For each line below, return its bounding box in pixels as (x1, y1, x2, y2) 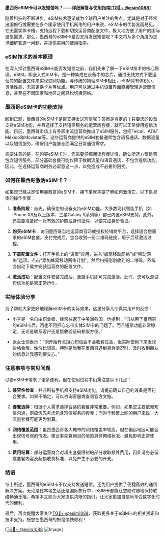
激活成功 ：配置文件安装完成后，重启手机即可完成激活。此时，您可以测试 (12, 273, 159, 280)
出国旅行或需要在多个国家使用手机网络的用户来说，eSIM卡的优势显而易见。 (5, 22, 158, 27)
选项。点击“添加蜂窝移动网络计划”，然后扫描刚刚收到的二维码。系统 (18, 257, 156, 263)
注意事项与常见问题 (5, 365, 51, 371)
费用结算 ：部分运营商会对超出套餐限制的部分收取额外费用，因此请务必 (12, 449, 155, 455)
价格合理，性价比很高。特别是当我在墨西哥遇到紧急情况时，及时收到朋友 (12, 345, 159, 351)
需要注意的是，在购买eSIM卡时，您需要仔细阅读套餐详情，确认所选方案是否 (5, 151, 158, 157)
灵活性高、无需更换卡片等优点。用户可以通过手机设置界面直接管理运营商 (5, 84, 151, 90)
